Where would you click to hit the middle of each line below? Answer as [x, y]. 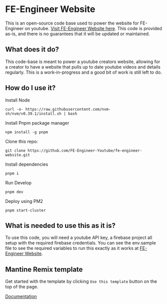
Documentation [21, 296]
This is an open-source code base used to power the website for [72, 23]
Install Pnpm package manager [37, 123]
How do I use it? [31, 88]
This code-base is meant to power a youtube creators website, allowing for [83, 62]
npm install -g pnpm [27, 132]
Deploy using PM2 [24, 201]
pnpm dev [14, 192]
